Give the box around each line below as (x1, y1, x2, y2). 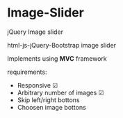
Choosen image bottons (17, 103, 87, 111)
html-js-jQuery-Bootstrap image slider (7, 41, 117, 49)
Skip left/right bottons (17, 95, 80, 104)
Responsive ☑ (17, 81, 58, 89)
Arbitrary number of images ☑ (17, 88, 104, 97)
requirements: (7, 68, 47, 76)
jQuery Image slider (7, 28, 64, 36)
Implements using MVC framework (7, 54, 107, 63)
